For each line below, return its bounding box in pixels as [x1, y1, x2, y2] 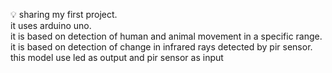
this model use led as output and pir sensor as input [10, 52, 224, 63]
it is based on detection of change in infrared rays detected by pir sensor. [10, 41, 313, 53]
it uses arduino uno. [10, 20, 92, 31]
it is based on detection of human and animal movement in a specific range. [10, 30, 323, 42]
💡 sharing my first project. [10, 9, 118, 20]
